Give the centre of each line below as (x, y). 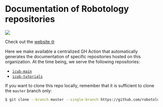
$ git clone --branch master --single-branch (52, 99)
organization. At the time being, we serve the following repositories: (73, 61)
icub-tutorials (27, 76)
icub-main (22, 71)
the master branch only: (29, 91)
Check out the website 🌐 (30, 42)
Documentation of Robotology (67, 9)
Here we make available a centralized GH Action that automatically (72, 51)
